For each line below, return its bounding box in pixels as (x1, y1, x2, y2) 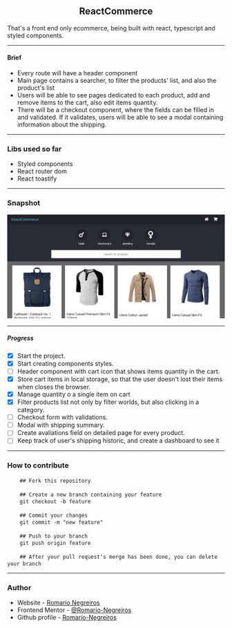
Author (7, 582, 32, 592)
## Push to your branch (19, 533, 88, 539)
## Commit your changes (19, 512, 88, 519)
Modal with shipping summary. (17, 421, 105, 430)
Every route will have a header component (17, 69, 138, 77)
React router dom (17, 167, 68, 176)
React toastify (17, 174, 57, 183)
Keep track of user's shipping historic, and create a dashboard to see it (17, 436, 220, 445)
